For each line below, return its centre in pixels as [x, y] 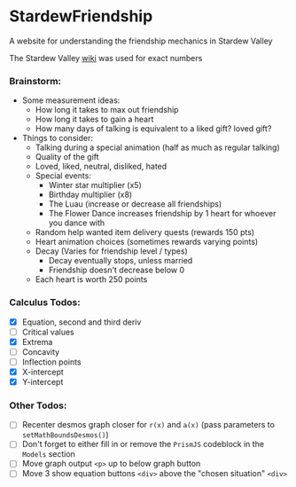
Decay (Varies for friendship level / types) [111, 251]
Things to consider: [57, 138]
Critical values [48, 332]
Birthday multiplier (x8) [90, 195]
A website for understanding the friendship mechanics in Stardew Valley [141, 41]
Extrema [37, 342]
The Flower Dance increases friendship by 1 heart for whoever [162, 214]
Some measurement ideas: [71, 100]
